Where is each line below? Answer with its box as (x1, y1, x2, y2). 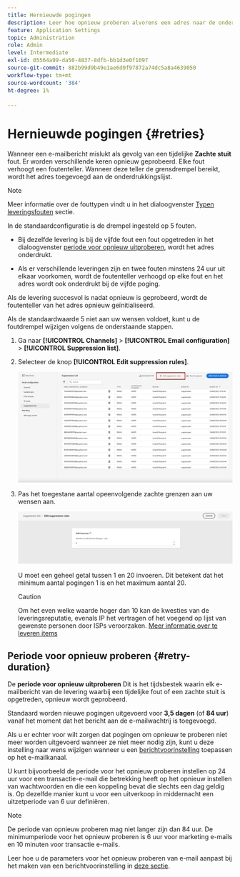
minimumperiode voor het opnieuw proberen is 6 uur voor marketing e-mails (7, 833, 233, 841)
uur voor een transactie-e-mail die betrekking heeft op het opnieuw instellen (7, 775, 232, 783)
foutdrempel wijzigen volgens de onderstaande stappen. (7, 322, 174, 331)
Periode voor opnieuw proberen (7, 650, 152, 662)
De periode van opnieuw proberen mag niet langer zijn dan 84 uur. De (7, 825, 213, 833)
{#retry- (153, 650, 191, 662)
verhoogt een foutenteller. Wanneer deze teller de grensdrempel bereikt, (7, 165, 220, 174)
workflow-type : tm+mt (7, 71, 72, 79)
